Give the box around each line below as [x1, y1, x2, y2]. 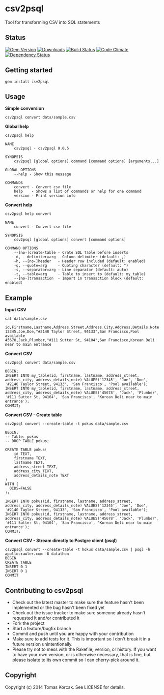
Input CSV [5, 307, 27, 313]
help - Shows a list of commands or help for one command [14, 189, 141, 194]
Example [5, 294, 32, 302]
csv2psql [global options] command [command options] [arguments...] [14, 159, 160, 164]
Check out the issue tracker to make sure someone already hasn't [12, 610, 146, 615]
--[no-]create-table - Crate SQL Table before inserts [14, 250, 129, 255]
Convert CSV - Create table [5, 412, 62, 418]
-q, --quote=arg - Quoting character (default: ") [14, 263, 129, 268]
